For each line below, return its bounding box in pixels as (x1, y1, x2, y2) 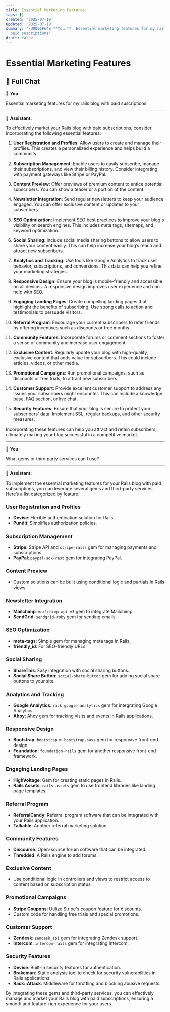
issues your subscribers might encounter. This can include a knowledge (13, 390, 163, 396)
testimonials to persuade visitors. (13, 309, 82, 315)
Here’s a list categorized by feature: (6, 491, 80, 497)
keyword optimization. (13, 227, 60, 233)
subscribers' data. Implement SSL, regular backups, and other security (13, 411, 160, 417)
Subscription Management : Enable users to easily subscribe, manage (13, 160, 159, 167)
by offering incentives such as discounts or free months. (13, 324, 131, 331)
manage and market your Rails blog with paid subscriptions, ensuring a (6, 995, 153, 1002)
